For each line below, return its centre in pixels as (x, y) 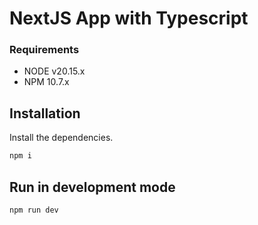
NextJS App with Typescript (129, 18)
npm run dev (34, 210)
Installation (45, 113)
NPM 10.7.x (46, 82)
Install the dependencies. (61, 138)
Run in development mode (92, 187)
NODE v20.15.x (54, 71)
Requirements (44, 50)
